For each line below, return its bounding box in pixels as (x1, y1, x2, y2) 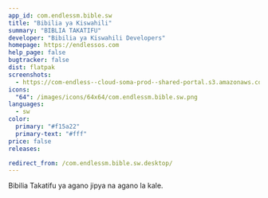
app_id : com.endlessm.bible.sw (8, 11, 112, 20)
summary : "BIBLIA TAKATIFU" (8, 26, 102, 34)
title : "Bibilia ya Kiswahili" (8, 19, 112, 27)
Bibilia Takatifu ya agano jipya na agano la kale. (8, 181, 164, 191)
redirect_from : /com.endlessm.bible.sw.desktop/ (8, 159, 173, 167)
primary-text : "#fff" (15, 130, 88, 138)
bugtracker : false (8, 56, 69, 64)
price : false (8, 137, 52, 146)
